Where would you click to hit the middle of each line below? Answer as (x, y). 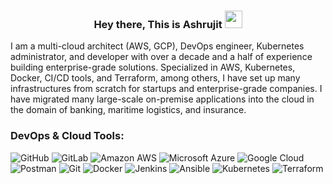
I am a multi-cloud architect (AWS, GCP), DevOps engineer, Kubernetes (157, 46)
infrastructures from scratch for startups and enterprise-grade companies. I (166, 89)
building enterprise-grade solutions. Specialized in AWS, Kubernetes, (153, 67)
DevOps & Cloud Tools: (67, 136)
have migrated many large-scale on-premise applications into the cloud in (162, 99)
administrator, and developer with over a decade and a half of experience (161, 57)
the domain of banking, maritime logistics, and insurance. (128, 110)
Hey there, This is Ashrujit (158, 24)
